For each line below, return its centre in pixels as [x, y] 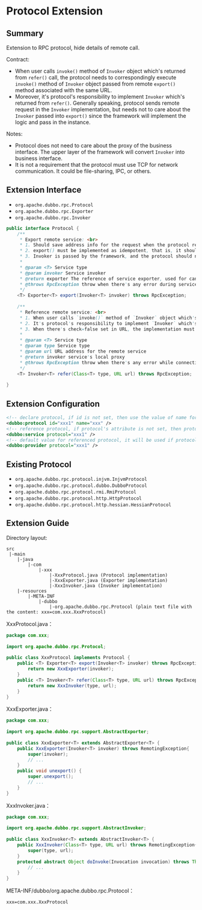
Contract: [18, 59]
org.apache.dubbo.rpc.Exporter [54, 211]
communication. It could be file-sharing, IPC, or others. [83, 171]
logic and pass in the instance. [53, 122]
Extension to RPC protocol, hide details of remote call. [73, 48]
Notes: [14, 134]
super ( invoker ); [48, 754]
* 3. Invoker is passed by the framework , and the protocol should [106, 256]
